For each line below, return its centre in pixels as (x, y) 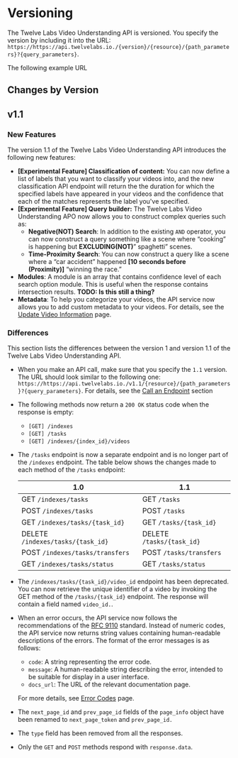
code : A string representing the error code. (90, 662)
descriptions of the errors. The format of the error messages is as (114, 641)
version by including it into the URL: (59, 40)
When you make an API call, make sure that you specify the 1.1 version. (123, 370)
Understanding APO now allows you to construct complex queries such (122, 216)
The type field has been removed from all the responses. (100, 733)
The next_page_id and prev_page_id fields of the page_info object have (121, 712)
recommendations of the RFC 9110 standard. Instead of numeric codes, (121, 625)
